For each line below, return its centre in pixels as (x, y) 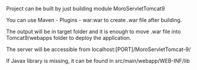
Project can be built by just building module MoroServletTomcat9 (85, 9)
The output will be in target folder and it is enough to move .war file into (93, 31)
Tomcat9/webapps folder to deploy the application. (69, 38)
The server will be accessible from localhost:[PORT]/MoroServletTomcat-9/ (99, 49)
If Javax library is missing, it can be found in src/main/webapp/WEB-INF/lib (98, 61)
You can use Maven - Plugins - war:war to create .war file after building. (94, 20)
